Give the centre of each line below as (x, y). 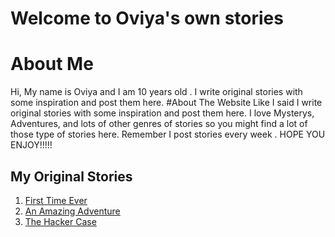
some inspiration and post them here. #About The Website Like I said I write (166, 103)
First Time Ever (56, 200)
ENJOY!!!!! (31, 145)
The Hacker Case (60, 221)
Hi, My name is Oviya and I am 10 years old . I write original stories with (156, 92)
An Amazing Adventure (72, 211)
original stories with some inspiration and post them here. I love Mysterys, (162, 113)
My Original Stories (71, 176)
